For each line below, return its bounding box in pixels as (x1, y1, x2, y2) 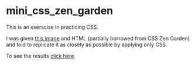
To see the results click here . (6, 52, 76, 59)
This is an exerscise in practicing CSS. (6, 23, 98, 30)
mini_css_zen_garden (6, 4, 114, 18)
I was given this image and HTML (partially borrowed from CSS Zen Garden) (6, 35, 190, 42)
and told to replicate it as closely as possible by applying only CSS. (6, 41, 168, 48)
